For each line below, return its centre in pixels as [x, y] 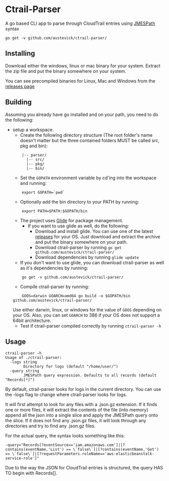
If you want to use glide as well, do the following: [78, 226]
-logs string [23, 362]
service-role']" [22, 458]
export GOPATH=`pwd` [43, 192]
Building [18, 102]
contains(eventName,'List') [35, 450]
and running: [33, 183]
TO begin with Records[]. [31, 473]
